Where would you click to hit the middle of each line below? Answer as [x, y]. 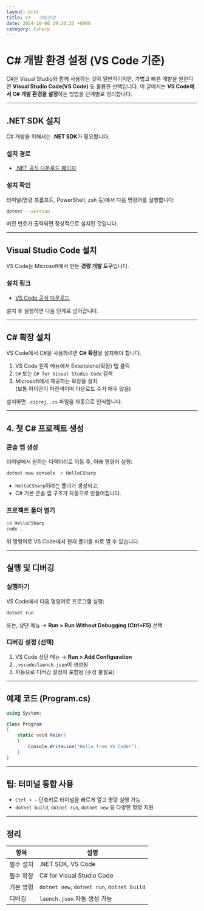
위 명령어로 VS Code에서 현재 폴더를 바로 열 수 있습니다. [73, 541]
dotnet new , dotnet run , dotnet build [92, 887]
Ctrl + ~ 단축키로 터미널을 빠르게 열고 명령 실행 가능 [78, 800]
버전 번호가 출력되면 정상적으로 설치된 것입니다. [62, 224]
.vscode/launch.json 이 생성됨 [52, 664]
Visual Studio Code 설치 [52, 250]
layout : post [23, 12]
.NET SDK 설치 [33, 121]
